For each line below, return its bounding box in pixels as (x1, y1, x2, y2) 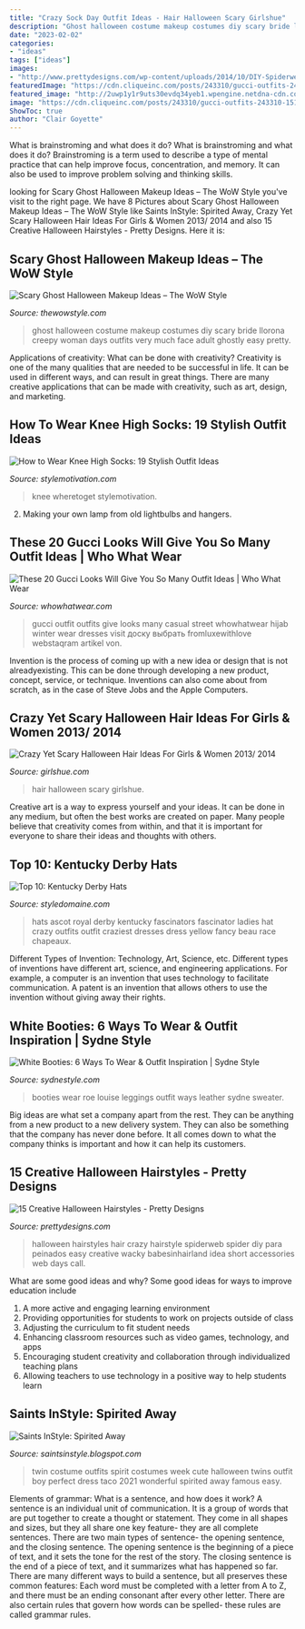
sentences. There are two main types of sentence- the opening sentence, (9, 1532, 285, 1543)
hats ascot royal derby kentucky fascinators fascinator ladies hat (31, 916, 274, 928)
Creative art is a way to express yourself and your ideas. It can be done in (9, 801, 285, 812)
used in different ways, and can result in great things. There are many (9, 371, 270, 382)
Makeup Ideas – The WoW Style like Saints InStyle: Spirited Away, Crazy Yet (9, 206, 293, 216)
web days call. (31, 1257, 86, 1269)
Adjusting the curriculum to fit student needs (22, 1322, 191, 1332)
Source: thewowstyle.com (9, 307, 107, 318)
